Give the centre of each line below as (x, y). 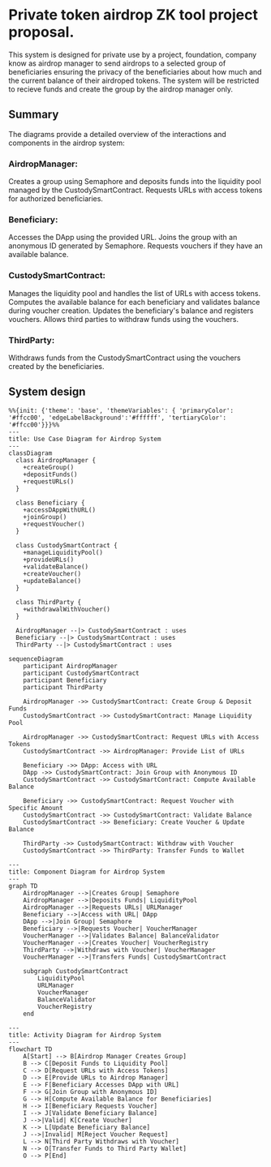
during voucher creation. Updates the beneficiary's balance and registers (131, 311)
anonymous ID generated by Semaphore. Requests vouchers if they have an (136, 246)
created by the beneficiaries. (56, 366)
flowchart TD (30, 1049)
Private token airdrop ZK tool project (133, 15)
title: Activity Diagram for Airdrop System (85, 1035)
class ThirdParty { (49, 602)
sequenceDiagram (36, 659)
